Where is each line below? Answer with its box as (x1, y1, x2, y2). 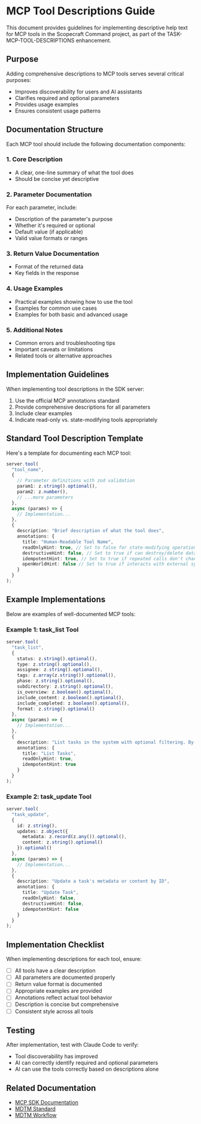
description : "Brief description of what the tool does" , (17, 528, 165, 534)
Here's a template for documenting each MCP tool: (6, 449, 132, 457)
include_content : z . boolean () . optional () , (17, 694, 124, 700)
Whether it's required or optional (14, 222, 96, 229)
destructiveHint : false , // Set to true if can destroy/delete (22, 550, 184, 556)
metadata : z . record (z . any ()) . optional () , (22, 834, 127, 840)
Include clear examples (14, 409, 73, 417)
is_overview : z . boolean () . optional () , (17, 689, 114, 695)
